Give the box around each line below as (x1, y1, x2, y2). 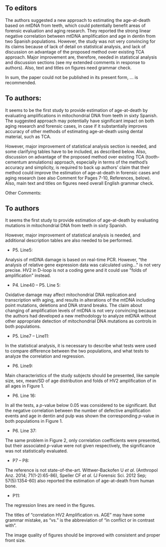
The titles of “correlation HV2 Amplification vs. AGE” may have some (5, 512, 145, 518)
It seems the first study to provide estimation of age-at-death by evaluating (5, 217, 159, 223)
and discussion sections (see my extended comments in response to (5, 59, 145, 65)
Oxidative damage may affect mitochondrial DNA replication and (5, 292, 136, 298)
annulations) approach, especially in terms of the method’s (28, 159, 148, 165)
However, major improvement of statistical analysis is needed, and (5, 232, 141, 238)
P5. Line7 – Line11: (12, 333, 50, 339)
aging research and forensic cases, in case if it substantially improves (5, 123, 148, 129)
